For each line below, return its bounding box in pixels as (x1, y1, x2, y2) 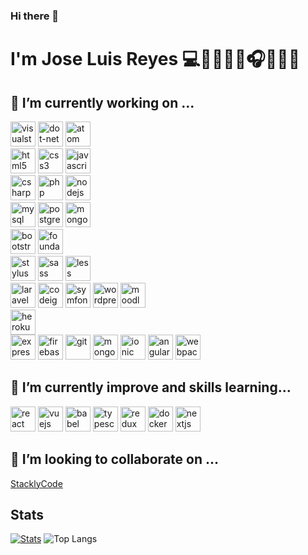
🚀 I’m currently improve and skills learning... (10, 379, 292, 396)
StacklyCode (10, 477, 63, 489)
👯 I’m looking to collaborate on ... (10, 451, 220, 468)
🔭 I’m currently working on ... (10, 94, 195, 111)
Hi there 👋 (10, 9, 60, 23)
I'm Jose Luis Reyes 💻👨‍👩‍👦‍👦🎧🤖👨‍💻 (10, 48, 301, 71)
